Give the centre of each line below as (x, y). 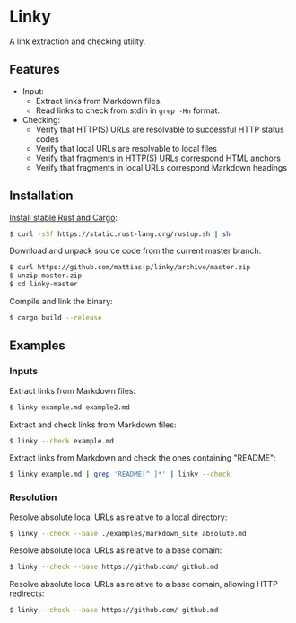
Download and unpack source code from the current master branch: (135, 251)
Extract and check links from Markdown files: (93, 425)
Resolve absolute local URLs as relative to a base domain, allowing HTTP (144, 584)
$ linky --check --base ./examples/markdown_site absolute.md (128, 533)
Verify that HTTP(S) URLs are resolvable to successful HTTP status (160, 129)
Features (35, 70)
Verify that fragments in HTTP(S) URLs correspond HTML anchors (158, 158)
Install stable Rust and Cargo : (64, 217)
